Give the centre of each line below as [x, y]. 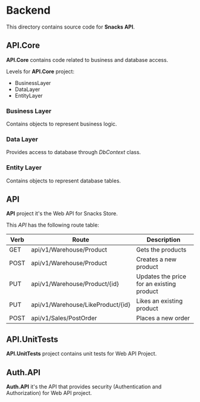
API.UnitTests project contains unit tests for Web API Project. [82, 354]
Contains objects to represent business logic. [62, 124]
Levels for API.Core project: [40, 71]
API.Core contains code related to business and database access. [87, 59]
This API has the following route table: [53, 225]
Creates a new [156, 259]
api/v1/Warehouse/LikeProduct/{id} [81, 305]
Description [163, 240]
